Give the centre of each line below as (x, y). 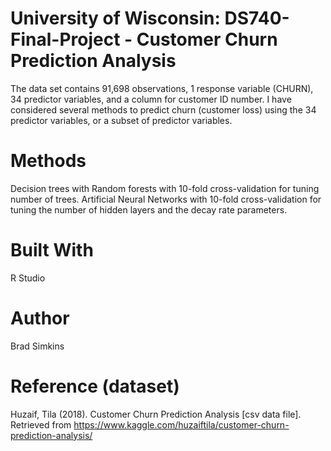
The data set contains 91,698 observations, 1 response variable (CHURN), (162, 88)
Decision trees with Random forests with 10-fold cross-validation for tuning (165, 188)
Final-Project (65, 39)
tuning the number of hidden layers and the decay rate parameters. (149, 209)
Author (40, 318)
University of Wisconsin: (115, 18)
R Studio (28, 278)
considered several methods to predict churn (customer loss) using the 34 (163, 109)
